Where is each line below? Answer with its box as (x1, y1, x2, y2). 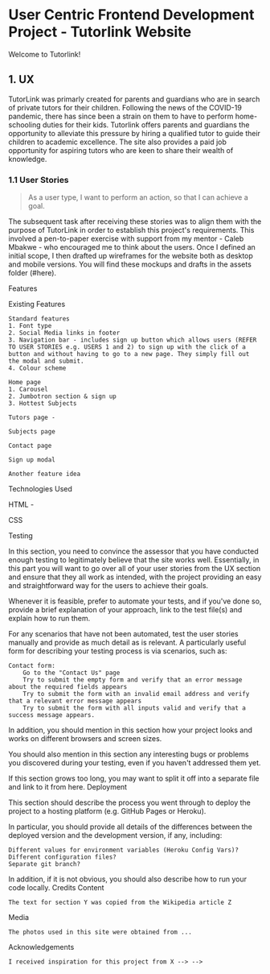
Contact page (8, 441, 52, 450)
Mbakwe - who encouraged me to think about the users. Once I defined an (8, 242, 256, 252)
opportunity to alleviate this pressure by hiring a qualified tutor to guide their (8, 128, 261, 138)
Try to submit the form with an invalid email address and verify (22, 690, 250, 698)
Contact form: (8, 662, 56, 670)
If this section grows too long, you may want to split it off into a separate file (8, 773, 260, 783)
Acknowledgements (8, 943, 75, 952)
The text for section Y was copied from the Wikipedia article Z (8, 898, 231, 907)
